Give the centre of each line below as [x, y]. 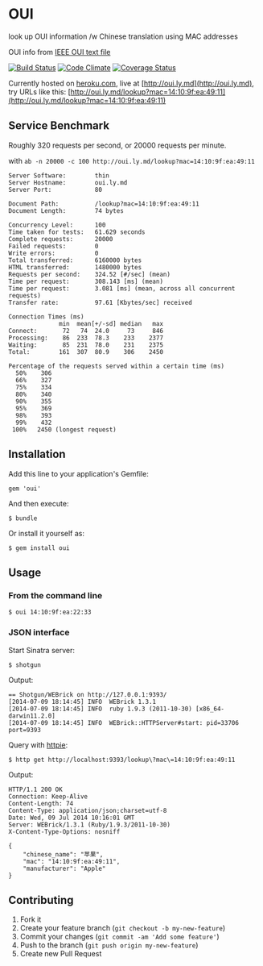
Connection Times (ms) [46, 316]
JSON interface [39, 632]
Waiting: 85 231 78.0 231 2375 [86, 345]
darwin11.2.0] [32, 716]
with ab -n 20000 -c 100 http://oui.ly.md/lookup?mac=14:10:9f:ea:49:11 [131, 160]
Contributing [41, 900]
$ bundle [23, 518]
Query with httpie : [38, 745]
